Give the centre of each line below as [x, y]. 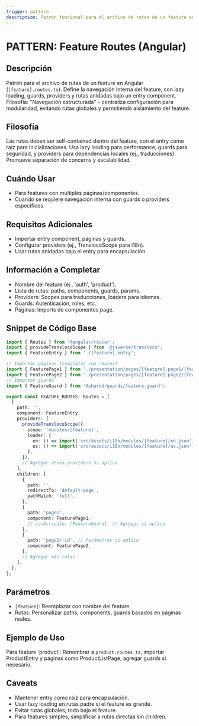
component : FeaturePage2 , [60, 546]
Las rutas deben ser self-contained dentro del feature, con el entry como [95, 141]
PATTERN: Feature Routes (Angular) [96, 47]
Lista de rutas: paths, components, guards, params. [78, 290]
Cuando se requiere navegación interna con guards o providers [92, 199]
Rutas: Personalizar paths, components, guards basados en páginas [98, 612]
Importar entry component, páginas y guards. [70, 238]
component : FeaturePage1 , [60, 518]
